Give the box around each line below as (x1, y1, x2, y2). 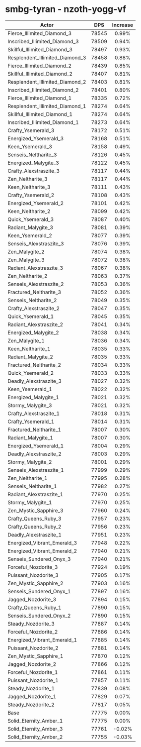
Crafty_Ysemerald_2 (7, 192, 55, 199)
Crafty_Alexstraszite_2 (7, 305, 60, 312)
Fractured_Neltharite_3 (7, 289, 61, 296)
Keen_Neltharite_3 (7, 183, 51, 190)
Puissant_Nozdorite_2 (7, 644, 59, 651)
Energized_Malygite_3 (7, 159, 60, 166)
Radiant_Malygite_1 (7, 434, 54, 441)
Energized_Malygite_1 (7, 394, 60, 401)
